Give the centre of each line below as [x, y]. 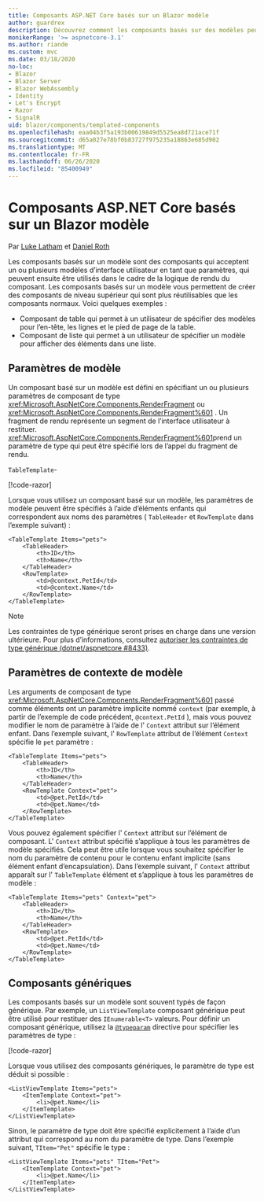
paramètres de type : [42, 1036]
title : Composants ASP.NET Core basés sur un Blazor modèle [109, 15]
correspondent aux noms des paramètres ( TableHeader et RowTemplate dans [131, 517]
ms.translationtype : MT [47, 147]
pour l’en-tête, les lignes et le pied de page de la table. [108, 326]
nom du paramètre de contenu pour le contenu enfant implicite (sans [119, 857]
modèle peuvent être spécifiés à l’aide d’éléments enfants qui [107, 508]
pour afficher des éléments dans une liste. [88, 344]
